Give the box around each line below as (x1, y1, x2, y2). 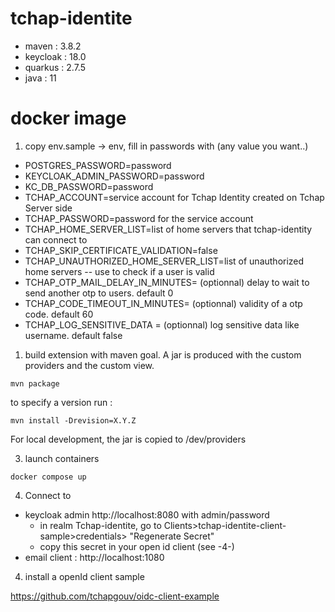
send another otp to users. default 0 (24, 287, 174, 299)
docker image (10, 107, 127, 130)
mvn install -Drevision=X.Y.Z (10, 415, 137, 426)
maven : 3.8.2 (24, 40, 82, 52)
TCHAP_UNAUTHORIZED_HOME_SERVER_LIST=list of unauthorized (24, 255, 305, 267)
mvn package (10, 378, 60, 389)
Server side (24, 202, 73, 214)
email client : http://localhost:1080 (24, 551, 165, 563)
